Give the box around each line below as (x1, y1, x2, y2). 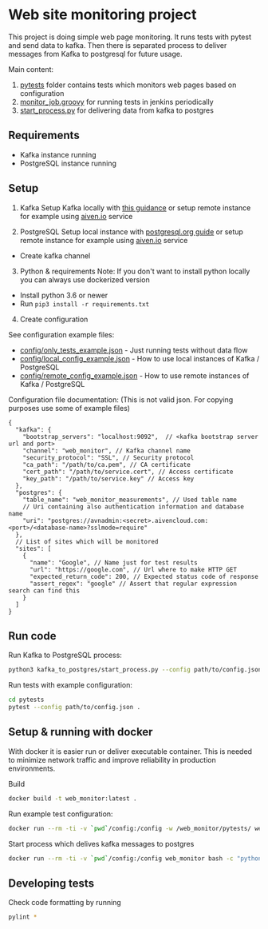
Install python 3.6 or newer (19, 290, 108, 300)
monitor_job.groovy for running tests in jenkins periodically (19, 97, 214, 106)
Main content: (8, 64, 54, 74)
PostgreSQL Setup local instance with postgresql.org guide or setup (19, 226, 243, 237)
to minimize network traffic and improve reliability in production (8, 755, 217, 764)
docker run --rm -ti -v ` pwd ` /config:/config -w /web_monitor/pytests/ (8, 824, 251, 832)
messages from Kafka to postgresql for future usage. (8, 49, 183, 58)
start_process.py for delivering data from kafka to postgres (19, 106, 214, 115)
